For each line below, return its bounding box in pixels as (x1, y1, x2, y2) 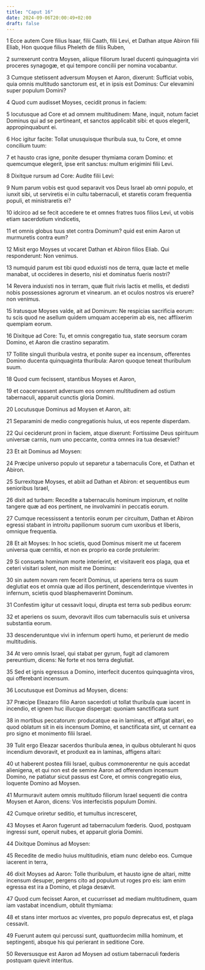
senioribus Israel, (6, 484, 50, 492)
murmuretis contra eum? (6, 234, 69, 241)
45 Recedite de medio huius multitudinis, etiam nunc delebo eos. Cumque (6, 852, 193, 859)
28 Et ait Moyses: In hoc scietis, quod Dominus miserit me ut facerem (6, 540, 182, 547)
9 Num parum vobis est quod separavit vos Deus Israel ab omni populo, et (6, 184, 193, 192)
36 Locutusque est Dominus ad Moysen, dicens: (6, 686, 129, 694)
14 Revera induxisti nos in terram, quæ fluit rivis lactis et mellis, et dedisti (6, 282, 190, 290)
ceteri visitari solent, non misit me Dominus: (6, 565, 117, 572)
